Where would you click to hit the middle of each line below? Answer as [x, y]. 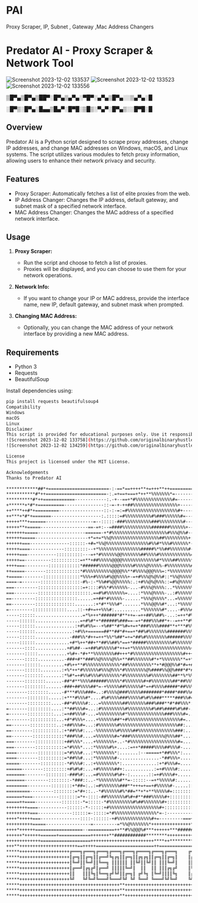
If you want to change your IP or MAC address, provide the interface [106, 298]
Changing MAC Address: [46, 316]
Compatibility [24, 407]
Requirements [32, 352]
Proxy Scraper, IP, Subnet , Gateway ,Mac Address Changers [80, 27]
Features [23, 179]
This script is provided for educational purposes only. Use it [87, 435]
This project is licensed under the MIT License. [68, 462]
